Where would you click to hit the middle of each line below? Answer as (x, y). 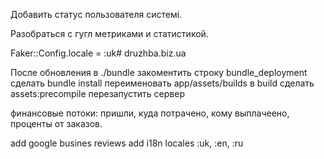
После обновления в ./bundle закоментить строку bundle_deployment (159, 72)
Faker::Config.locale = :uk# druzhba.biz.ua (98, 53)
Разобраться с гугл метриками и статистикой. (109, 33)
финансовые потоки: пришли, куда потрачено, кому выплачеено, (150, 113)
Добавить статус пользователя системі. (96, 14)
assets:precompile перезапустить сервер (97, 93)
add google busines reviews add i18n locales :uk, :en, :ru (127, 143)
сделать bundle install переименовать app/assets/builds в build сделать (162, 83)
